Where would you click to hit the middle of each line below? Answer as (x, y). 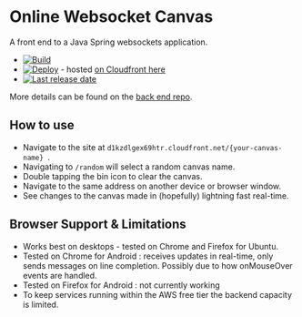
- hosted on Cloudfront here (113, 69)
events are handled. (60, 275)
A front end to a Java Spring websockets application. (109, 42)
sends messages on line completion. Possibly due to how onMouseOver (157, 265)
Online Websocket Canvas (111, 17)
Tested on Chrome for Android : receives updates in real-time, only (148, 256)
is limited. (40, 304)
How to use (42, 125)
